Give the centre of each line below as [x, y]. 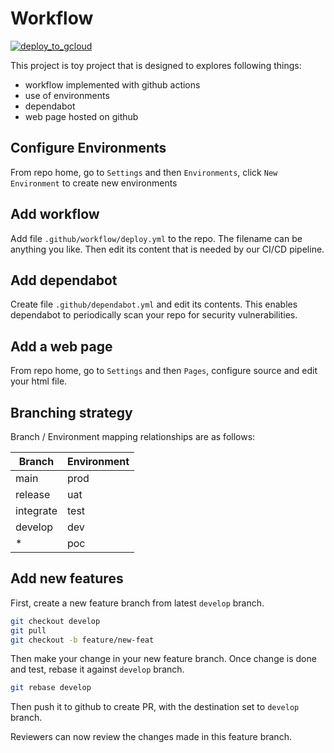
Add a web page [61, 346]
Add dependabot [64, 280]
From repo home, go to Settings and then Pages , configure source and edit [164, 371]
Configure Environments [88, 148]
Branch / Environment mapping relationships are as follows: [133, 436]
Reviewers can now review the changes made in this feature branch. [151, 737]
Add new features [67, 578]
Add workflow [55, 214]
